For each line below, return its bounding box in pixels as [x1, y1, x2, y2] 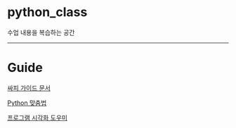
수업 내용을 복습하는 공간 [7, 28, 75, 36]
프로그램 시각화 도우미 [7, 113, 68, 122]
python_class [7, 4, 88, 20]
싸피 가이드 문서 [7, 83, 51, 92]
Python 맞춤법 [7, 99, 47, 107]
